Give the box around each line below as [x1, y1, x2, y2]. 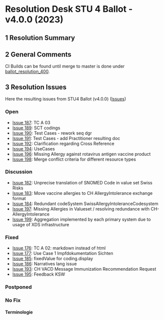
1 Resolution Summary [5, 34, 75, 42]
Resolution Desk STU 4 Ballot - [5, 3, 133, 15]
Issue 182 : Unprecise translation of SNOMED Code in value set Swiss [12, 179, 153, 185]
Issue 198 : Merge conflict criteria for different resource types [12, 156, 136, 162]
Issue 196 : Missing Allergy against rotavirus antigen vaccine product [12, 151, 151, 157]
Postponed [5, 284, 32, 290]
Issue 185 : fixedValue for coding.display [12, 255, 94, 262]
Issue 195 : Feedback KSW [12, 271, 66, 277]
